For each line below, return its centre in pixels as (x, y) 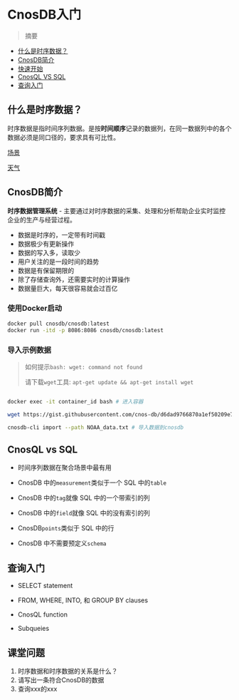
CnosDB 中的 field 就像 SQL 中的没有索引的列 (84, 513)
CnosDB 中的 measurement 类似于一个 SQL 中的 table (92, 483)
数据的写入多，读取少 (49, 252)
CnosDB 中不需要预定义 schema (62, 543)
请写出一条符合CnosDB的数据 (61, 680)
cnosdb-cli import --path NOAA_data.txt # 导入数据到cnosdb (95, 427)
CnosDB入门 (44, 15)
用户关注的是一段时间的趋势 (58, 262)
